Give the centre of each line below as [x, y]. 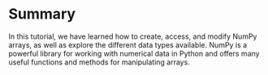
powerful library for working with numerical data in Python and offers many [134, 53]
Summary [42, 14]
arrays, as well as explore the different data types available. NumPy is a [128, 44]
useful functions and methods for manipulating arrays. [99, 62]
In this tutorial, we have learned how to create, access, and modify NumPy [133, 36]
